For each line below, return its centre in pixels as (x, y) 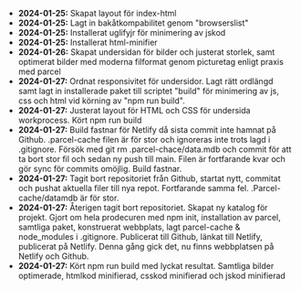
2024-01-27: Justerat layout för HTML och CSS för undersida (134, 110)
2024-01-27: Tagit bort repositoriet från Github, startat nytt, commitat (149, 178)
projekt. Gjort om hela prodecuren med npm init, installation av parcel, (149, 217)
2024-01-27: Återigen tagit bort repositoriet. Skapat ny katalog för (143, 208)
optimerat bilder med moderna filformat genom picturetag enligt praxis (151, 62)
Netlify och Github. (53, 256)
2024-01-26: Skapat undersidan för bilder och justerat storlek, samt (146, 52)
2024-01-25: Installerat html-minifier (88, 42)
